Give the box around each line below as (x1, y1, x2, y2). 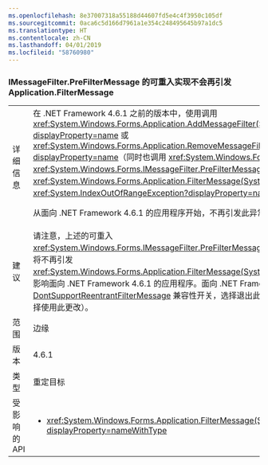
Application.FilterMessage (8, 87, 114, 98)
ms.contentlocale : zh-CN (8, 33, 91, 42)
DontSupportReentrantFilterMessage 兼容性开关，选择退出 (33, 290, 254, 301)
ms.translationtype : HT (8, 26, 88, 34)
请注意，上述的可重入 (33, 230, 113, 241)
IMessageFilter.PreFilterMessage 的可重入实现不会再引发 (8, 76, 232, 88)
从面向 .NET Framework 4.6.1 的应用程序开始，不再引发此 (33, 208, 250, 219)
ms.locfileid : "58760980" (8, 49, 94, 57)
